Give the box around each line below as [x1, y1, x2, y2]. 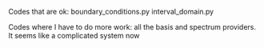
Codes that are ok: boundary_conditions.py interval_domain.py [8, 7, 214, 16]
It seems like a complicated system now [8, 31, 140, 40]
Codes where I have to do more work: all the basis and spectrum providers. [8, 22, 256, 31]
